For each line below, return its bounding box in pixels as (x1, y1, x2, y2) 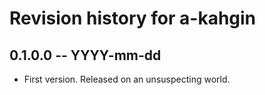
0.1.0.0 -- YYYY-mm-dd (9, 47, 162, 64)
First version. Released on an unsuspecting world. (23, 73, 231, 85)
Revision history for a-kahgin (9, 7, 257, 30)
